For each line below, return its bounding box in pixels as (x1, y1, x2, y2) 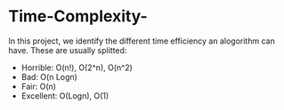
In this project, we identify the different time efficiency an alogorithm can (8, 35, 275, 46)
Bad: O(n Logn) (20, 71, 77, 82)
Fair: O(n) (20, 81, 57, 91)
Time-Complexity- (8, 6, 148, 27)
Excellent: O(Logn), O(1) (20, 90, 110, 101)
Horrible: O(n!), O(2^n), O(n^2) (20, 62, 133, 73)
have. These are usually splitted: (8, 44, 127, 55)
